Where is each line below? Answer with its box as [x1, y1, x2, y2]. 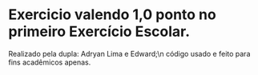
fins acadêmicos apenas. [8, 57, 91, 67]
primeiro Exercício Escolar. [8, 22, 191, 41]
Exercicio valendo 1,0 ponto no [8, 6, 216, 24]
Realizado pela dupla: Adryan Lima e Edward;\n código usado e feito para [8, 49, 251, 58]
